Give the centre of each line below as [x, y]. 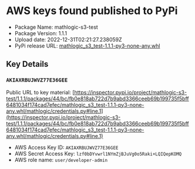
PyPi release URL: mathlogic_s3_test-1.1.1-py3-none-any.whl [87, 46]
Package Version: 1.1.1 [41, 33]
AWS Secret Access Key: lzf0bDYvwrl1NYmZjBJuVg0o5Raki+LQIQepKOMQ [98, 153]
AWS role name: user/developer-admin [61, 160]
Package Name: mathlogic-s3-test [56, 27]
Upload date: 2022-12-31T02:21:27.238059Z [68, 39]
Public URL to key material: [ [40, 92]
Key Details [27, 64]
